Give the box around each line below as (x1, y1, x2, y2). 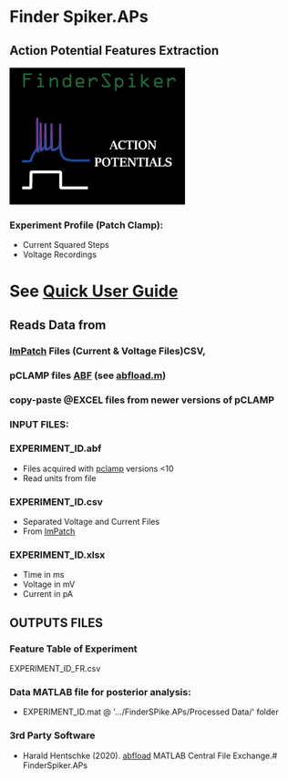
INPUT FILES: (9, 417, 69, 430)
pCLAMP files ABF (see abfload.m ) (9, 369, 167, 382)
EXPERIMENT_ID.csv (9, 495, 103, 508)
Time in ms (22, 570, 65, 580)
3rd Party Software (9, 729, 96, 742)
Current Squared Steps (22, 240, 109, 251)
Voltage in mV (22, 579, 76, 590)
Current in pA (22, 589, 74, 600)
